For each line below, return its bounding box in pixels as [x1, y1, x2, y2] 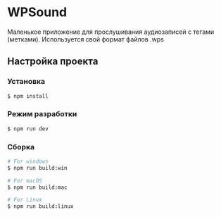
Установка [7, 77, 46, 87]
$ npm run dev [7, 125, 49, 132]
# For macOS [7, 177, 42, 184]
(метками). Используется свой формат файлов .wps [7, 35, 164, 43]
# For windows [7, 158, 49, 165]
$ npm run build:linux [7, 203, 74, 210]
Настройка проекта [7, 56, 99, 68]
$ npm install [7, 92, 49, 99]
